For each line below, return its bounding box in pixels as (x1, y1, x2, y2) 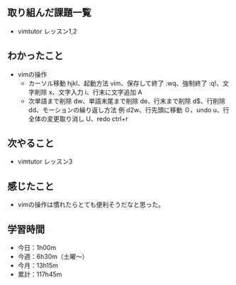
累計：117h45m (17, 270, 62, 279)
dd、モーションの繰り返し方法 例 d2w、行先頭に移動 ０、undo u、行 (28, 105, 230, 114)
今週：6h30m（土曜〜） (17, 252, 89, 261)
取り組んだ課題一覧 (7, 6, 91, 19)
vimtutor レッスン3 (17, 157, 73, 166)
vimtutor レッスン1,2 (17, 27, 77, 36)
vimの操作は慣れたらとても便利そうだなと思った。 (17, 200, 165, 209)
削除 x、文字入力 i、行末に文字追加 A (34, 87, 143, 96)
